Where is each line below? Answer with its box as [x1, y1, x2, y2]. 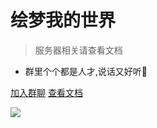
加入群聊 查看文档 [10, 86, 83, 98]
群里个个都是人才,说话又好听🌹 [24, 65, 148, 77]
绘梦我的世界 [10, 9, 117, 32]
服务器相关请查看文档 [34, 44, 123, 56]
